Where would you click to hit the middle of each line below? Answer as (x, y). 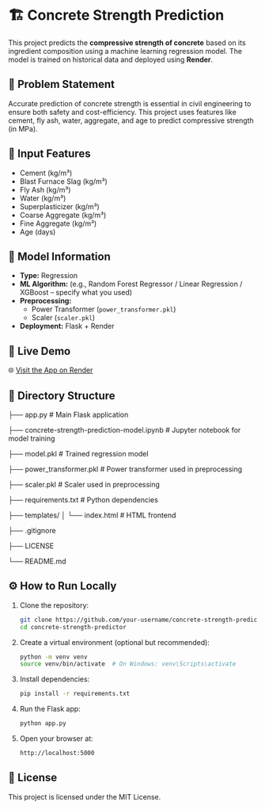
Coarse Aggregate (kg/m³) (63, 215)
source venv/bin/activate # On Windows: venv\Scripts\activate (128, 664)
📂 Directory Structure (62, 396)
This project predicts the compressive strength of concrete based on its (127, 42)
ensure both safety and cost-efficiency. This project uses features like (123, 112)
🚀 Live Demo (40, 351)
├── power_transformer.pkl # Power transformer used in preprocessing (125, 469)
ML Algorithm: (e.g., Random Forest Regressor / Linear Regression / (131, 284)
